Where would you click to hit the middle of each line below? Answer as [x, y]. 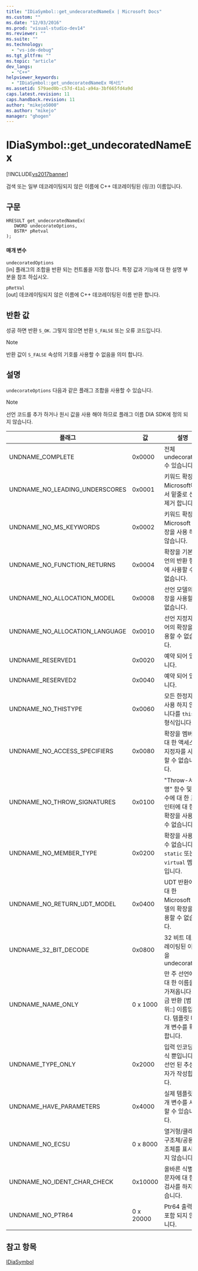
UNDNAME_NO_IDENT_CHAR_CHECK [61, 1182]
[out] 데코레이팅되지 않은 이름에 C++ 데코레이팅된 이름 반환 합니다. [83, 295]
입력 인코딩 [179, 1047]
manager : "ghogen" [29, 116]
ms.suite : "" [22, 39]
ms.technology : [25, 45]
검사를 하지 [179, 1186]
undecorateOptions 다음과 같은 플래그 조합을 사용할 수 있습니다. [80, 390]
